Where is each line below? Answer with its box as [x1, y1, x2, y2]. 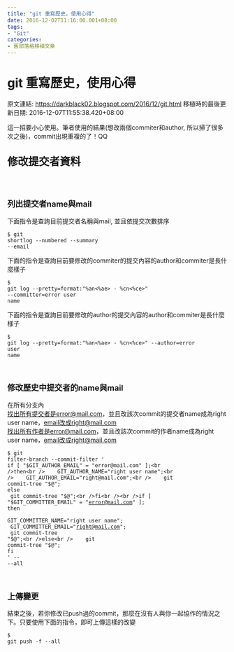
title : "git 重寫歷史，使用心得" [7, 10, 96, 18]
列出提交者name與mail [7, 199, 92, 209]
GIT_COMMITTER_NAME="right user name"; [7, 517, 124, 524]
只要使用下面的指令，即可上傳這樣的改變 [19, 618, 136, 627]
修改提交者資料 [7, 155, 81, 169]
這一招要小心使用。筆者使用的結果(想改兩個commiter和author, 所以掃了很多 [7, 123, 224, 132]
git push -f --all [7, 638, 61, 645]
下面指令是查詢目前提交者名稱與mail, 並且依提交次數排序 [7, 216, 170, 225]
